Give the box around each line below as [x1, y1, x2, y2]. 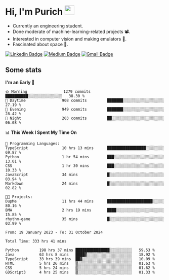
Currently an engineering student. [12, 23, 83, 29]
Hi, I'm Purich [5, 6, 63, 18]
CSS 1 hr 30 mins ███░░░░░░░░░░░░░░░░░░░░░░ [5, 163, 164, 168]
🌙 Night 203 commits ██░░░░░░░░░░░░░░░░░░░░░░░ [5, 116, 164, 121]
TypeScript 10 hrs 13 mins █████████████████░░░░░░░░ [5, 145, 164, 151]
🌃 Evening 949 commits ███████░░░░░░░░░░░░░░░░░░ [5, 107, 164, 112]
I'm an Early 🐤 [5, 79, 35, 85]
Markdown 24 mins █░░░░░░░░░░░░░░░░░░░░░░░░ [5, 181, 164, 186]
